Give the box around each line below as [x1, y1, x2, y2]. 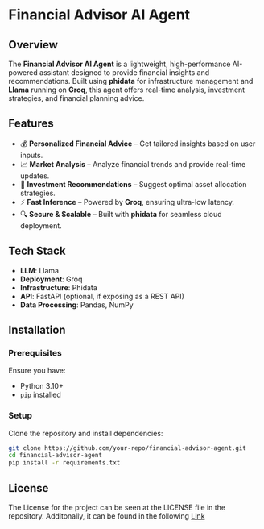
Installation [8, 323, 66, 337]
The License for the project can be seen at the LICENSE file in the [8, 502, 226, 513]
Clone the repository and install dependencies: [8, 428, 163, 438]
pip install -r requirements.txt [8, 459, 121, 467]
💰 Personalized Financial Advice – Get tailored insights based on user [19, 139, 256, 148]
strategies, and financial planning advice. [8, 94, 145, 102]
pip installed [19, 389, 62, 400]
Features [8, 117, 54, 131]
